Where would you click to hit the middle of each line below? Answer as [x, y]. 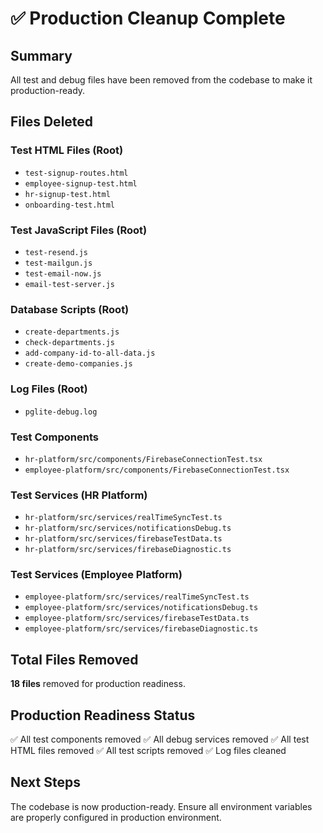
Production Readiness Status [103, 715]
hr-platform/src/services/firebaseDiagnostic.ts [128, 550]
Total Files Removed [74, 659]
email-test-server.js [69, 284]
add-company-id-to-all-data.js [90, 353]
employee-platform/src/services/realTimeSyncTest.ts [137, 597]
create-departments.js [72, 332]
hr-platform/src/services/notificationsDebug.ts [128, 528]
